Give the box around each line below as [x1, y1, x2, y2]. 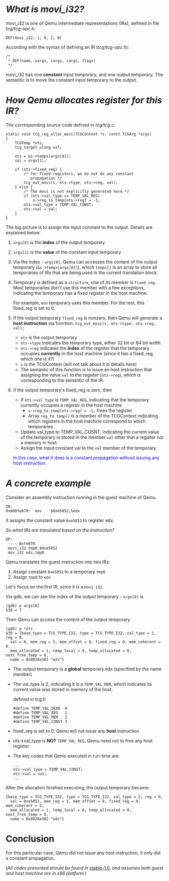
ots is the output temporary [20, 334, 77, 341]
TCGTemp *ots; [15, 140, 44, 146]
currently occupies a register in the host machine [20, 402, 122, 408]
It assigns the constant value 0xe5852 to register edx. [6, 517, 115, 523]
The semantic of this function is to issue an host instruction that [20, 366, 152, 372]
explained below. [6, 229, 41, 235]
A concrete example [6, 478, 92, 489]
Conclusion [6, 833, 55, 844]
